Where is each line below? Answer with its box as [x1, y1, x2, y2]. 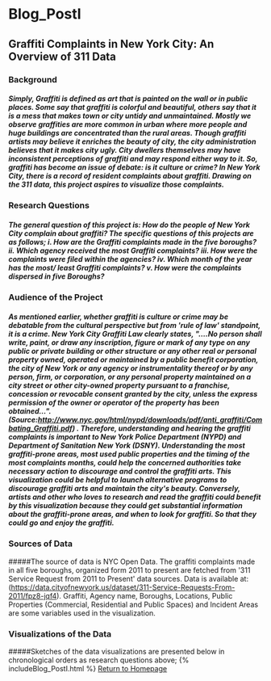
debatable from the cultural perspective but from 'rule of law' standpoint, [8, 321, 261, 330]
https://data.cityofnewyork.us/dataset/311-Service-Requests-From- [10, 582, 236, 592]
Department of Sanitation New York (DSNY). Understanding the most [8, 441, 246, 451]
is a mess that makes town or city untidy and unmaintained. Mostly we [8, 111, 252, 121]
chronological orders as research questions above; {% [8, 655, 190, 665]
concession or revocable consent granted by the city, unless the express [8, 389, 258, 399]
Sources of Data [8, 538, 73, 549]
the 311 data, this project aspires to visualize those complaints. [8, 179, 224, 190]
